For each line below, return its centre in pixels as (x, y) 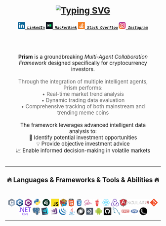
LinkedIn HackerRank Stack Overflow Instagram (87, 27)
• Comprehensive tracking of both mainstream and (83, 107)
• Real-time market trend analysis (83, 94)
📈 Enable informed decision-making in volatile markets (83, 151)
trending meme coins (83, 113)
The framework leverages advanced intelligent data (83, 125)
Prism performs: (83, 88)
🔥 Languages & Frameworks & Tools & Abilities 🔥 (83, 180)
